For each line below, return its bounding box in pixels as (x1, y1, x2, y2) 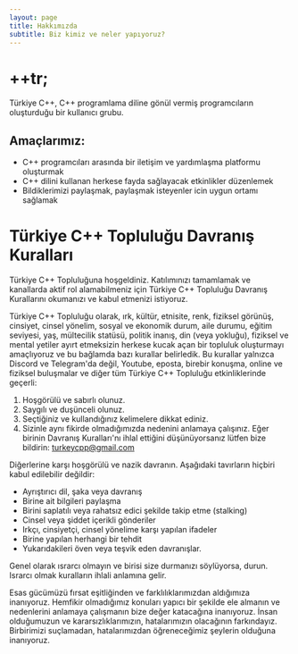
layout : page (9, 13, 58, 22)
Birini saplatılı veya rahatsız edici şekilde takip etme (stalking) (21, 506, 248, 516)
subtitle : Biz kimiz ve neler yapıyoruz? (9, 29, 166, 38)
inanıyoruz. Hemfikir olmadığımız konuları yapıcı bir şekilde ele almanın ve (9, 597, 281, 608)
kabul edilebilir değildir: (9, 469, 95, 480)
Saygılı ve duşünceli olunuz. (21, 404, 125, 415)
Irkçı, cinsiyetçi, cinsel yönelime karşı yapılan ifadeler (21, 524, 218, 535)
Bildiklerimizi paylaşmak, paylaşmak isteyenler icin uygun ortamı (21, 185, 259, 197)
